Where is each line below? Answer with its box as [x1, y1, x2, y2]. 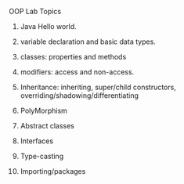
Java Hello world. [20, 22, 77, 31]
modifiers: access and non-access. [20, 67, 135, 77]
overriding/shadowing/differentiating [20, 91, 139, 100]
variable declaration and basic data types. [20, 37, 156, 46]
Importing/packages [20, 167, 86, 175]
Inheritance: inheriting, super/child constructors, [20, 82, 177, 92]
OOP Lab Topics [9, 7, 62, 16]
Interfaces [20, 136, 54, 146]
